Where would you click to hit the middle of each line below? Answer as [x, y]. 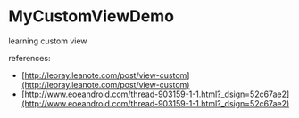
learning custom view [48, 41]
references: [29, 58]
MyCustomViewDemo [91, 16]
